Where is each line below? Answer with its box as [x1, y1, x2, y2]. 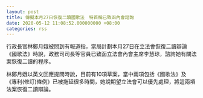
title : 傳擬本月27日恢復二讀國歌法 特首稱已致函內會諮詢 [6, 14, 134, 20]
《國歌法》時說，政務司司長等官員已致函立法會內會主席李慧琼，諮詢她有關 [6, 51, 192, 58]
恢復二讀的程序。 [11, 58, 54, 65]
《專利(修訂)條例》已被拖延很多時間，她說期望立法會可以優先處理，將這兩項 [6, 78, 196, 85]
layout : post [6, 8, 39, 15]
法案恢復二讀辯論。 [6, 85, 54, 93]
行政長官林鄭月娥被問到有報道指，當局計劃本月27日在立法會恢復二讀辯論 [6, 43, 187, 50]
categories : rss [6, 25, 47, 32]
